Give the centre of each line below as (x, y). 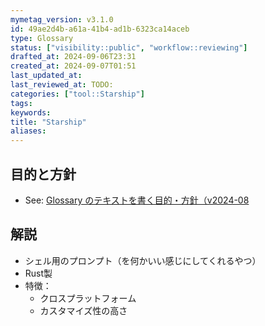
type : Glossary (42, 38)
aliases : (28, 131)
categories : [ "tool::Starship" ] (77, 94)
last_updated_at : (46, 76)
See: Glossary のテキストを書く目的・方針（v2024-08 (137, 200)
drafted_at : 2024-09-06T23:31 (73, 57)
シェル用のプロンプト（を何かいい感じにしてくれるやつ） (143, 260)
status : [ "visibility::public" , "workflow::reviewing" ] (129, 47)
